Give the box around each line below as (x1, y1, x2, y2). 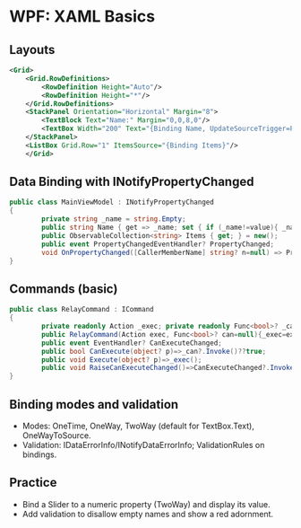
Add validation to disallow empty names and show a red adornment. (21, 508, 274, 519)
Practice (9, 475, 57, 490)
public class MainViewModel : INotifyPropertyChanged (9, 198, 215, 207)
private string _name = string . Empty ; (41, 215, 186, 224)
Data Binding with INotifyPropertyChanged (9, 174, 254, 189)
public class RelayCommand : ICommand (9, 305, 154, 314)
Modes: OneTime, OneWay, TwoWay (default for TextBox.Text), (21, 420, 255, 431)
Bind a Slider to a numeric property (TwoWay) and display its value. (21, 498, 271, 509)
